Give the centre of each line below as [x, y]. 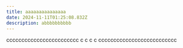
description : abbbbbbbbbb [39, 23]
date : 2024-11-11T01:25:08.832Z [47, 17]
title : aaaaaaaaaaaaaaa [36, 12]
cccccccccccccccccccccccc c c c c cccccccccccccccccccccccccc [91, 40]
